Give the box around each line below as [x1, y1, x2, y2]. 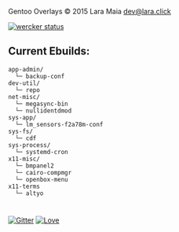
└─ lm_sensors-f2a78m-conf [15, 120, 104, 128]
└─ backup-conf [15, 72, 65, 80]
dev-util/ [8, 79, 41, 87]
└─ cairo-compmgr [15, 168, 72, 176]
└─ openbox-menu [15, 175, 68, 183]
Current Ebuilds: [8, 45, 90, 58]
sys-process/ [8, 141, 51, 149]
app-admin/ [8, 65, 44, 73]
